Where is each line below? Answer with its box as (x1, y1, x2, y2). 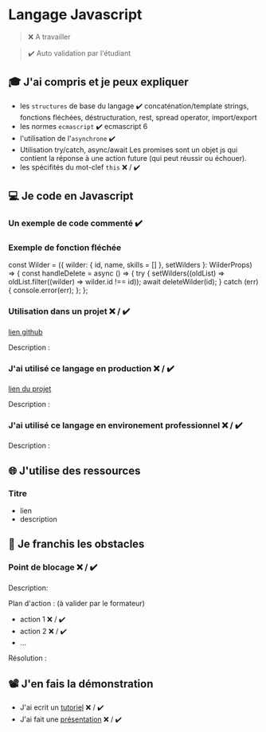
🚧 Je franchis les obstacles (8, 538, 145, 551)
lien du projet (8, 384, 52, 393)
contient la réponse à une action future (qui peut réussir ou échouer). (19, 153, 247, 162)
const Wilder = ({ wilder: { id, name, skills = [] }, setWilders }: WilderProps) (8, 260, 252, 270)
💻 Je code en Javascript (8, 190, 134, 203)
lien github (8, 327, 43, 336)
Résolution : (8, 653, 48, 663)
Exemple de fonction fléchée (8, 241, 122, 252)
